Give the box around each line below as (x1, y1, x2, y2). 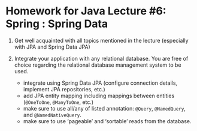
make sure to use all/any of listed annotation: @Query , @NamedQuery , (23, 105, 186, 112)
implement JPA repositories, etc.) (23, 85, 105, 93)
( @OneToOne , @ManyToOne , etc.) (23, 98, 94, 106)
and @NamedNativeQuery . (23, 111, 81, 118)
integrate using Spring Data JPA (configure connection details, (23, 79, 178, 87)
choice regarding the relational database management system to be (14, 61, 181, 69)
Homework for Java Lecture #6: (5, 4, 166, 18)
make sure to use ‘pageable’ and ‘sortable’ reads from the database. (23, 117, 192, 124)
